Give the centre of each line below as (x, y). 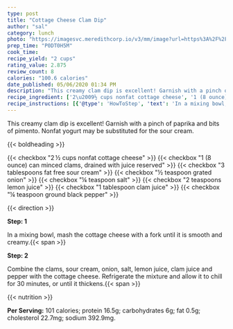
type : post (23, 14)
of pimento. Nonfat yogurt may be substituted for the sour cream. (101, 131)
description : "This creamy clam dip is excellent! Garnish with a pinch (114, 91)
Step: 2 (18, 255)
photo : (17, 39)
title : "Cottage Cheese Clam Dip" (57, 20)
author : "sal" (28, 26)
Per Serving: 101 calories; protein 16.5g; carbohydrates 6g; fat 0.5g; (104, 310)
